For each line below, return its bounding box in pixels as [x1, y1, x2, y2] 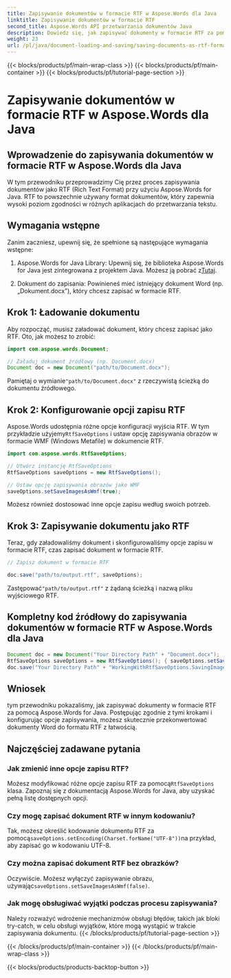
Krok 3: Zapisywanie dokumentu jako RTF [7, 520, 190, 532]
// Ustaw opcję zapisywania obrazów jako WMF [7, 481, 140, 489]
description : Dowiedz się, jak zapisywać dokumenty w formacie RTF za [7, 29, 214, 36]
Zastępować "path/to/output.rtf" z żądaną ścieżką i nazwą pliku [7, 584, 193, 592]
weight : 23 [7, 36, 38, 43]
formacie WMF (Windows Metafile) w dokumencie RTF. [7, 437, 164, 445]
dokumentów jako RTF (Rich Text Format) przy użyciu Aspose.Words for [7, 185, 212, 193]
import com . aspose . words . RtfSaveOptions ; [7, 450, 128, 458]
